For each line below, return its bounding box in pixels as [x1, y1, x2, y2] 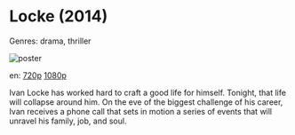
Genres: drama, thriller [9, 36, 92, 46]
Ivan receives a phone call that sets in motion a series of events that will [9, 106, 273, 116]
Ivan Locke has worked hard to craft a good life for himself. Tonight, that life [9, 87, 287, 98]
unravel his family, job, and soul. [9, 115, 127, 126]
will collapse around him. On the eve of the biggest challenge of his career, [9, 96, 283, 107]
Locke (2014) [9, 6, 108, 27]
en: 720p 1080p [9, 69, 67, 81]
